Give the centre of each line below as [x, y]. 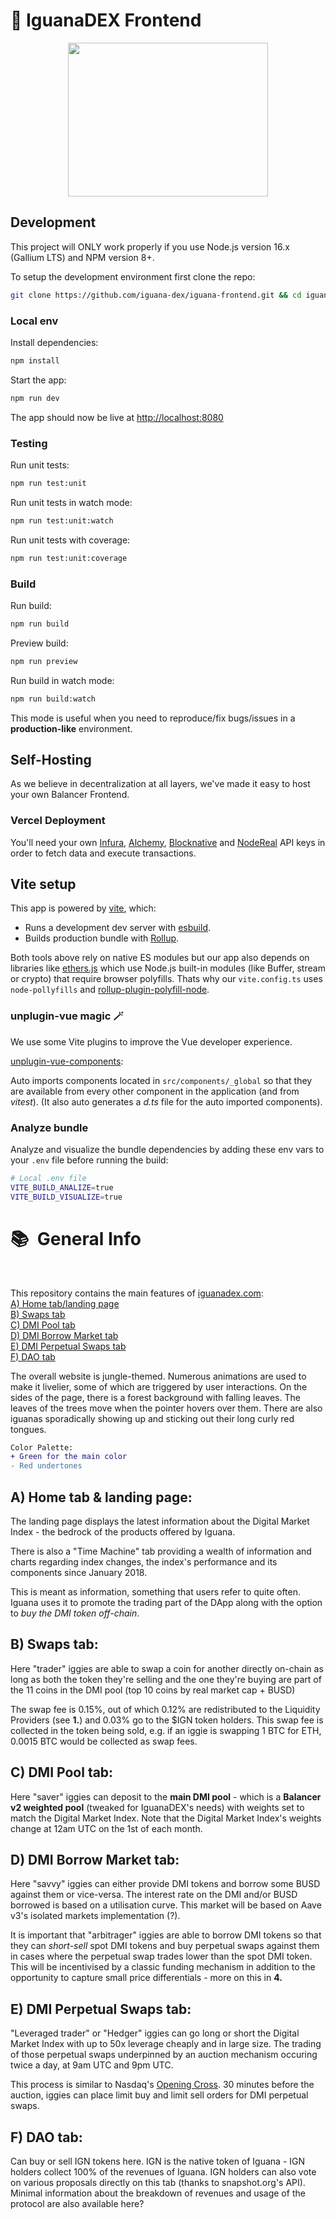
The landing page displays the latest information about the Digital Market [160, 1521]
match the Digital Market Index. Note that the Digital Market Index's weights [166, 1818]
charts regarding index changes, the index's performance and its [144, 1562]
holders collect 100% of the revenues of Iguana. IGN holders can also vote [163, 2172]
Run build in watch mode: [62, 680]
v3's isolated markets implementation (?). [95, 1916]
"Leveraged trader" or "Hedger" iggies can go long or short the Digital [155, 2033]
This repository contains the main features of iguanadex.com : [137, 1293]
